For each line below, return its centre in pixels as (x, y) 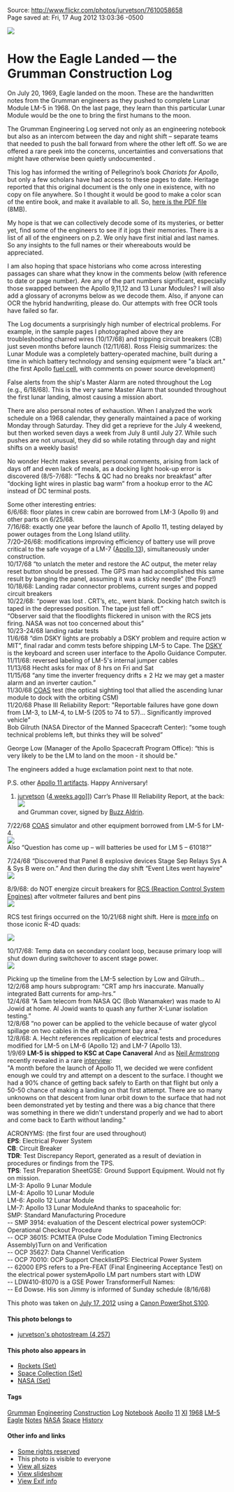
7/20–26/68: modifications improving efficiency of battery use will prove (111, 542)
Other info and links (36, 1436)
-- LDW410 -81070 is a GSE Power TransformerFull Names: (91, 1282)
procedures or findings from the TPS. (61, 1163)
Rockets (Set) (37, 1366)
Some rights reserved (49, 1451)
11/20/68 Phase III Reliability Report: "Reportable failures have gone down (113, 704)
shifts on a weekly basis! (43, 447)
